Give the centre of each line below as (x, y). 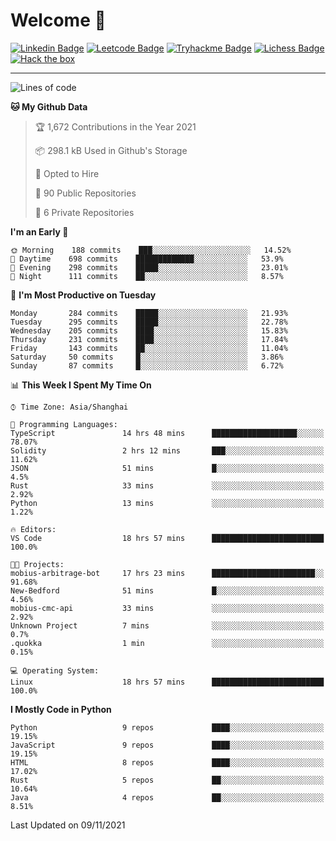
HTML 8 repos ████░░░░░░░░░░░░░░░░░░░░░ (167, 762)
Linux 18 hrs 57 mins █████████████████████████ (167, 682)
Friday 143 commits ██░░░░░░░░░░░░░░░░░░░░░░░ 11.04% (149, 348)
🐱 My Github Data (49, 106)
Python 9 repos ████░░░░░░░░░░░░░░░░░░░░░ (167, 727)
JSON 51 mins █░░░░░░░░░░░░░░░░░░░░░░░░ (167, 468)
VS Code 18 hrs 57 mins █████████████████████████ (167, 538)
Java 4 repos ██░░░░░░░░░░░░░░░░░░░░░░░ (167, 797)
